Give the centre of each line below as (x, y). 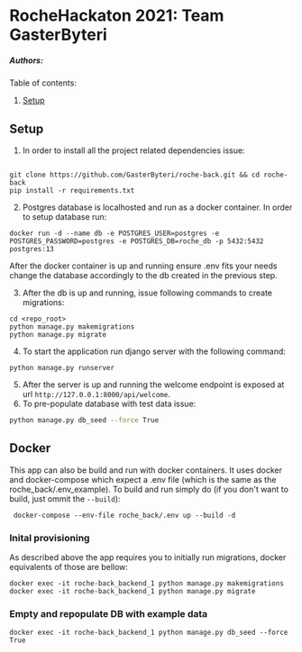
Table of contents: (43, 83)
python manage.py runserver (62, 367)
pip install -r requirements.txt (72, 190)
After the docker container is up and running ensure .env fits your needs (143, 266)
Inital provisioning (50, 538)
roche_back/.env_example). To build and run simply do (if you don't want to (149, 489)
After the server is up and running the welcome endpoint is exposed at (153, 385)
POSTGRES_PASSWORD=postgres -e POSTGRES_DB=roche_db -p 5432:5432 (137, 241)
